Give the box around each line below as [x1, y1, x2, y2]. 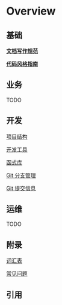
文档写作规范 [6, 47, 38, 54]
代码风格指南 [6, 60, 38, 68]
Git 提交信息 [6, 184, 36, 192]
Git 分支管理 [6, 172, 36, 179]
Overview [6, 4, 56, 18]
